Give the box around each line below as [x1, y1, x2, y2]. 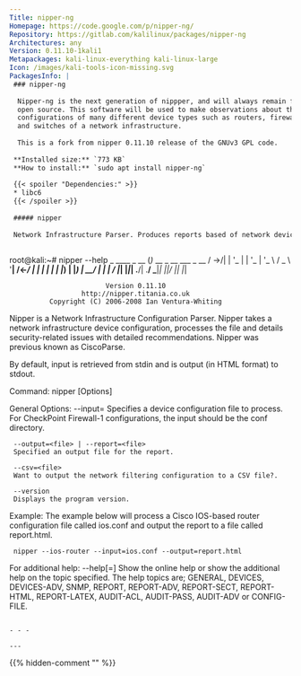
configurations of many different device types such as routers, [17, 113, 267, 122]
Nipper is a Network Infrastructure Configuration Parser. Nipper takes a [9, 313, 272, 324]
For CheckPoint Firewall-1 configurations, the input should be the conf [9, 413, 268, 424]
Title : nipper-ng [9, 13, 74, 22]
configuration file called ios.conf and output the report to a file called [9, 520, 263, 531]
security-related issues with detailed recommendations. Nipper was [9, 332, 260, 343]
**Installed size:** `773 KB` [13, 154, 126, 164]
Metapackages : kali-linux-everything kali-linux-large [9, 55, 219, 64]
